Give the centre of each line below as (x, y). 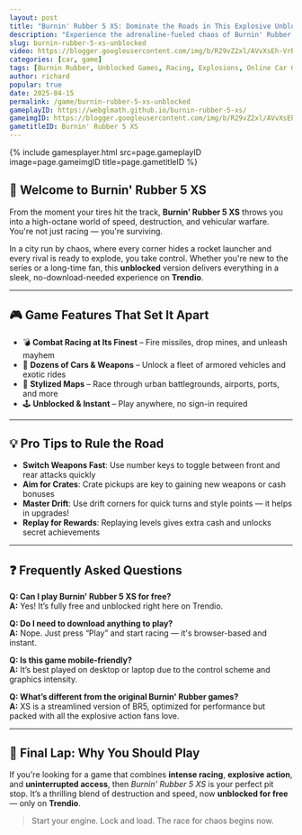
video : (22, 51)
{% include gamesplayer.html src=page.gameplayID (106, 152)
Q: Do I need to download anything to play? (91, 624)
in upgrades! (46, 513)
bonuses (39, 494)
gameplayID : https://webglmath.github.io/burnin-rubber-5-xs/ (128, 110)
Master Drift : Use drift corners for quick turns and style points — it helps (157, 504)
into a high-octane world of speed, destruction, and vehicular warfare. (139, 221)
